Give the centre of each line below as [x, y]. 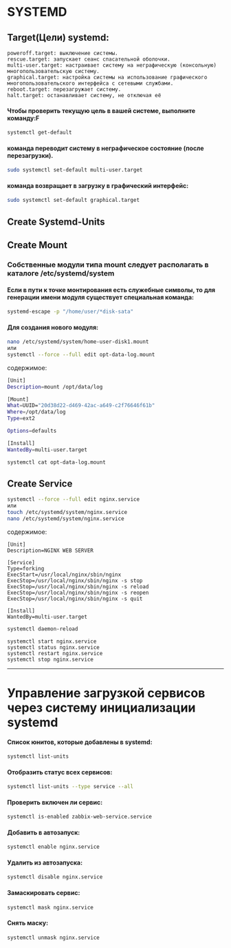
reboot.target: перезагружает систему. [64, 90]
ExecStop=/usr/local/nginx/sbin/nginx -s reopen [78, 592]
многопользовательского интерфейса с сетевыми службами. [90, 83]
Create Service [40, 483]
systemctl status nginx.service [53, 647]
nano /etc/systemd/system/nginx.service [66, 519]
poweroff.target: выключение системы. [63, 53]
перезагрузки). [30, 155]
